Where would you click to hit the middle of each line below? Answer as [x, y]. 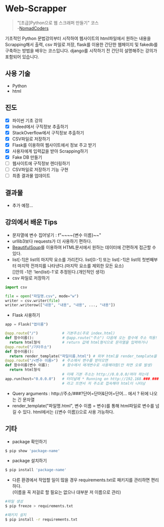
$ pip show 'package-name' [33, 451]
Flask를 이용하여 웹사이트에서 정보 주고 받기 [54, 145]
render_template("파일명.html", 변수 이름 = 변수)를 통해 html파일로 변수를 [83, 405]
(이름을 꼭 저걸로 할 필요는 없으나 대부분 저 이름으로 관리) [67, 492]
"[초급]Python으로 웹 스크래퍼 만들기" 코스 [58, 23]
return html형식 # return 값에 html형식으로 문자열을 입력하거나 [79, 342]
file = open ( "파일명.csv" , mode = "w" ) [42, 296]
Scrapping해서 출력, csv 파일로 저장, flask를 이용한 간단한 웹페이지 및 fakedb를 [82, 44]
